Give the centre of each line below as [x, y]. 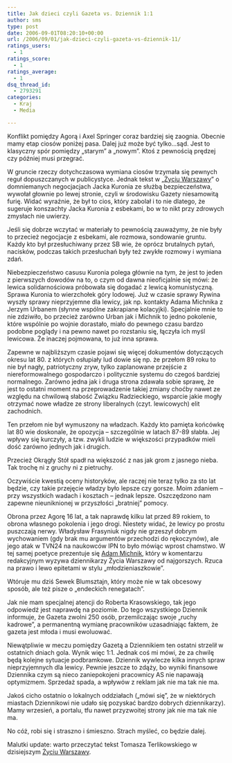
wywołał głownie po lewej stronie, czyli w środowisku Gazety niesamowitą [113, 194]
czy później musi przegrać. [46, 158]
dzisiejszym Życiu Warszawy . [49, 752]
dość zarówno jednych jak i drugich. [59, 446]
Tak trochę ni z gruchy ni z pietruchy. [60, 467]
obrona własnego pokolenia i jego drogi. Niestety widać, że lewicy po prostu [116, 524]
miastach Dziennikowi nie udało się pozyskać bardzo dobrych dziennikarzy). [116, 703]
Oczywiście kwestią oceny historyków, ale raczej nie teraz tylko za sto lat [111, 481]
